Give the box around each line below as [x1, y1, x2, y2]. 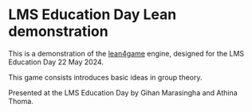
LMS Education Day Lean [8, 6, 177, 24]
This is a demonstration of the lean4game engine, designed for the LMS [8, 48, 245, 58]
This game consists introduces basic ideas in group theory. [8, 72, 203, 82]
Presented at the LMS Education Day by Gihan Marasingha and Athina [8, 87, 238, 97]
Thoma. [8, 96, 33, 106]
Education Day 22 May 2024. [8, 57, 104, 67]
